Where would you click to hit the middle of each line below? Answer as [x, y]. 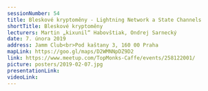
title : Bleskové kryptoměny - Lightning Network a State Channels [104, 20]
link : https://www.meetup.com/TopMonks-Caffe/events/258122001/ [101, 58]
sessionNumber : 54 [33, 13]
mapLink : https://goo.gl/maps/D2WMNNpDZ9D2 [71, 52]
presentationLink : [33, 70]
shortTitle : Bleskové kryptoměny [55, 26]
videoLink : [23, 77]
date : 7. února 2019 [37, 39]
